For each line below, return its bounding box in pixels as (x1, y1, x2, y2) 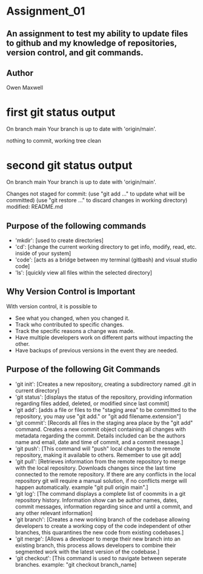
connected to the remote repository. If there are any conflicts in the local (15, 470, 196, 478)
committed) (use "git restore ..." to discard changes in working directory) (6, 197, 188, 204)
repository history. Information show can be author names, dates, (15, 496, 179, 504)
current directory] (15, 387, 60, 394)
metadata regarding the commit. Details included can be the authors (15, 432, 186, 439)
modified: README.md (6, 203, 64, 211)
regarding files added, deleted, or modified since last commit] (15, 399, 170, 407)
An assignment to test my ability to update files (6, 29, 188, 39)
